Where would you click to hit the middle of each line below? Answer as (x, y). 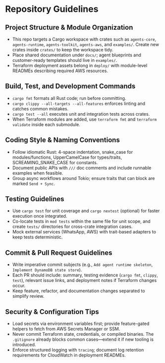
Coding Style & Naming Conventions (62, 140)
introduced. (24, 345)
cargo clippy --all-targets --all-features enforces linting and (79, 103)
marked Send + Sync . (34, 183)
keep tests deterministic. (37, 237)
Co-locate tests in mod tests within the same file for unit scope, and (81, 222)
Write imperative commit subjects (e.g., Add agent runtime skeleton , (82, 265)
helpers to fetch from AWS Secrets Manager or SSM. (66, 329)
